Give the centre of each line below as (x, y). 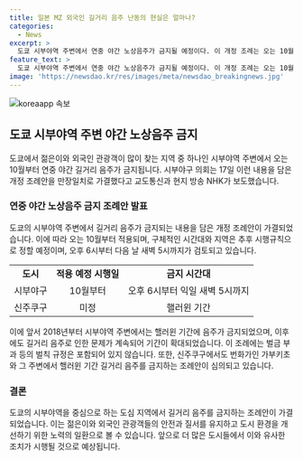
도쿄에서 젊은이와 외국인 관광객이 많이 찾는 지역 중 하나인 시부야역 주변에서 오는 (149, 158)
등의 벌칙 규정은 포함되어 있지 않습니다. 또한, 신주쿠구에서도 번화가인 (139, 354)
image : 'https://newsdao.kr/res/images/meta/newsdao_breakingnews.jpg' (147, 77)
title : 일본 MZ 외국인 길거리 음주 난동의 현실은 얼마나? (102, 18)
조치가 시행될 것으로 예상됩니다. (65, 446)
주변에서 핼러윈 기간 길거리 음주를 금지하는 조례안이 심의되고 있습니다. (151, 365)
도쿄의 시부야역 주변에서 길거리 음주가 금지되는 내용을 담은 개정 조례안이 (136, 228)
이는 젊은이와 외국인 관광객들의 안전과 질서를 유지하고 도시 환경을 (165, 424)
